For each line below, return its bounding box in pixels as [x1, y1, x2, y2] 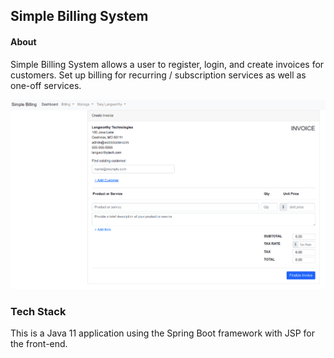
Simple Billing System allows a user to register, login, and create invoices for [10, 58, 325, 70]
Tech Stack [10, 304, 67, 318]
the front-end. [10, 337, 68, 349]
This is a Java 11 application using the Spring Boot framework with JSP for [10, 327, 316, 339]
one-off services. [10, 79, 82, 91]
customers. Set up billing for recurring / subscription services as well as [10, 69, 307, 81]
